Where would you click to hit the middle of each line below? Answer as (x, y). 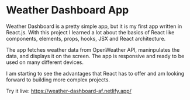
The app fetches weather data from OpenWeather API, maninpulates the (93, 49)
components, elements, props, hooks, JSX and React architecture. (86, 38)
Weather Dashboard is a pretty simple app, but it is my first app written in (94, 26)
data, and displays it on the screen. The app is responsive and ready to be (95, 56)
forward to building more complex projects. (58, 80)
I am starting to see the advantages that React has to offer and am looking (95, 73)
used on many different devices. (45, 62)
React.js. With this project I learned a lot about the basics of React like (90, 32)
